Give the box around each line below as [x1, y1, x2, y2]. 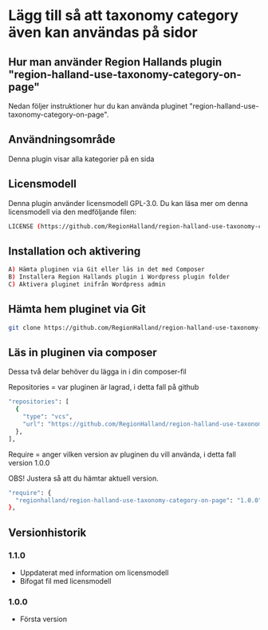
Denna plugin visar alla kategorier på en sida [8, 154, 155, 164]
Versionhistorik [8, 525, 87, 539]
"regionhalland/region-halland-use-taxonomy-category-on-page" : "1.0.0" [15, 496, 262, 505]
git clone [8, 323, 41, 331]
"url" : [22, 420, 45, 429]
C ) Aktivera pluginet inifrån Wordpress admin [8, 280, 166, 289]
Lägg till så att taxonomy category [8, 6, 239, 25]
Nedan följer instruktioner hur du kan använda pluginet [8, 101, 188, 110]
